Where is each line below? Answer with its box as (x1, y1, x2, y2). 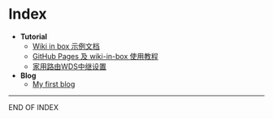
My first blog (32, 79, 76, 89)
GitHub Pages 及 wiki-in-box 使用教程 (32, 51, 158, 61)
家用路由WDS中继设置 (32, 62, 107, 71)
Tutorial (19, 32, 47, 41)
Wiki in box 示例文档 (32, 41, 100, 51)
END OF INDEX (8, 102, 59, 112)
